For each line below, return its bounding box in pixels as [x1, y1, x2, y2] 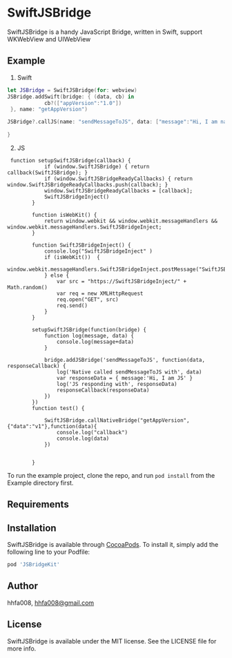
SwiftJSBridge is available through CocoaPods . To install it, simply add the [7, 541, 219, 549]
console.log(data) [56, 435, 110, 442]
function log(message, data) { [43, 332, 135, 339]
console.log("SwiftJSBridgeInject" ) [43, 247, 153, 255]
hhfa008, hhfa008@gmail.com [7, 599, 95, 607]
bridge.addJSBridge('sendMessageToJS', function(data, [43, 356, 206, 363]
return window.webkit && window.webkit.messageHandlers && [43, 217, 217, 224]
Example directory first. [7, 478, 74, 487]
